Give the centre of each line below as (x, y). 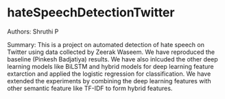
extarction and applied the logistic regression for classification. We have (109, 74)
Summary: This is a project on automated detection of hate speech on (106, 44)
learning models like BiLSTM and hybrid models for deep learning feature (110, 66)
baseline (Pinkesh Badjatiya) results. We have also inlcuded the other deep (113, 59)
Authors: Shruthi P (33, 31)
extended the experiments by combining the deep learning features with (109, 81)
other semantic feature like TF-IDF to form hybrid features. (90, 88)
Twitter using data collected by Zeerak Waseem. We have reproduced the (111, 52)
